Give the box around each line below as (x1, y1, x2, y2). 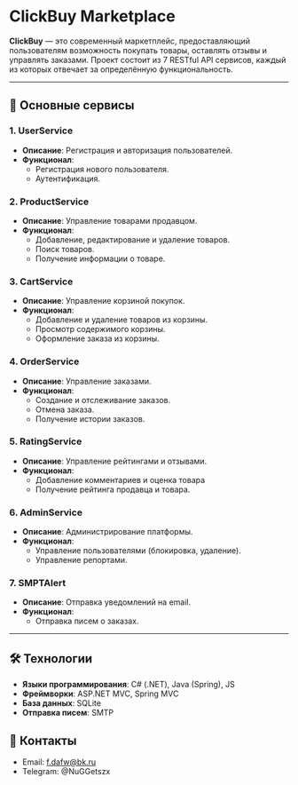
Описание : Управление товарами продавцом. (21, 215, 198, 226)
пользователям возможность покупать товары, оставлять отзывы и (9, 44, 268, 55)
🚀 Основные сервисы (9, 98, 135, 113)
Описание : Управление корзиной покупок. (21, 296, 185, 306)
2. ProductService (9, 195, 90, 208)
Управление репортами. (35, 555, 128, 566)
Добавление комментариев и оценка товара (35, 474, 206, 485)
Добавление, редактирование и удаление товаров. (35, 234, 231, 245)
